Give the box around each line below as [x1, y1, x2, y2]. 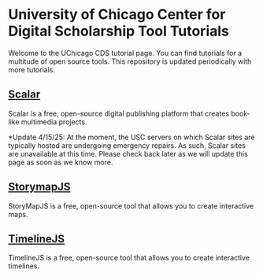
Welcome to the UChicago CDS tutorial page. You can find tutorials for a [8, 48, 243, 57]
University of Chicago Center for [8, 6, 226, 24]
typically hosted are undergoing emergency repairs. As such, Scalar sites [8, 140, 246, 150]
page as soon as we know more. [8, 157, 113, 167]
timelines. [8, 261, 40, 271]
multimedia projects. [20, 116, 87, 127]
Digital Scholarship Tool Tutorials [8, 22, 230, 40]
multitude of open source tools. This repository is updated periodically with [8, 57, 252, 66]
